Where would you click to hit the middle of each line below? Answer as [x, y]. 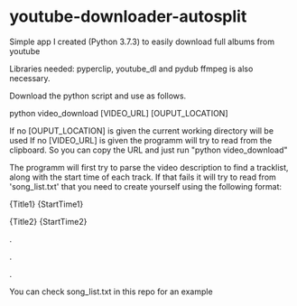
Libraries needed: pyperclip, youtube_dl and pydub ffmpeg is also [131, 69]
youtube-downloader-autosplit [128, 17]
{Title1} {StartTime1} [46, 204]
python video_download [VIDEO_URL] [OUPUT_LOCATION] [119, 113]
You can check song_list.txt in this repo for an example [111, 292]
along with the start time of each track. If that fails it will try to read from [143, 177]
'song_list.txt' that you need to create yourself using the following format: [146, 186]
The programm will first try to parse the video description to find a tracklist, [149, 167]
